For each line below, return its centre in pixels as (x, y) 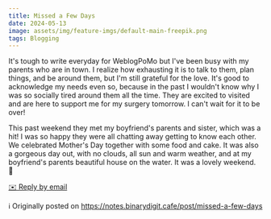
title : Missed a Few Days (52, 16)
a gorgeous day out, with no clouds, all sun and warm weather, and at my (130, 154)
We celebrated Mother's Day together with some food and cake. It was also (134, 145)
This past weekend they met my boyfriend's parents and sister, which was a (135, 128)
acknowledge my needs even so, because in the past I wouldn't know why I (134, 87)
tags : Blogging (34, 38)
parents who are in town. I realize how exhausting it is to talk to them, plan (131, 70)
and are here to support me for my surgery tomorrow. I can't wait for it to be (134, 104)
